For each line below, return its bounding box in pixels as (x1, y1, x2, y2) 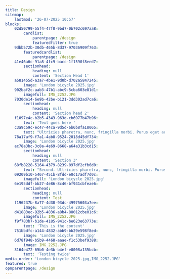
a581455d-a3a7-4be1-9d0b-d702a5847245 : (14, 78, 99, 83)
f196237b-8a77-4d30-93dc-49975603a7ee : (14, 200, 99, 205)
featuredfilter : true (32, 40, 78, 45)
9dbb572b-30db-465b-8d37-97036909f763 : (14, 45, 99, 50)
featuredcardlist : (23, 50, 62, 55)
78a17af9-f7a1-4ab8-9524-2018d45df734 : (14, 134, 99, 139)
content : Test (32, 195, 62, 200)
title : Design (5, 7, 35, 13)
